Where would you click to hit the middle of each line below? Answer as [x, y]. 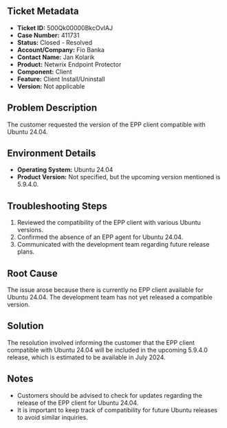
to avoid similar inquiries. [52, 417]
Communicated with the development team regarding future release [113, 245]
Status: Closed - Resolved [55, 42]
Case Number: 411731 [48, 35]
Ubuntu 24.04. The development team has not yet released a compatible [110, 297]
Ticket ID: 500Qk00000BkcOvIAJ [65, 27]
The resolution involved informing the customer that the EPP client [101, 342]
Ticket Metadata [43, 11]
